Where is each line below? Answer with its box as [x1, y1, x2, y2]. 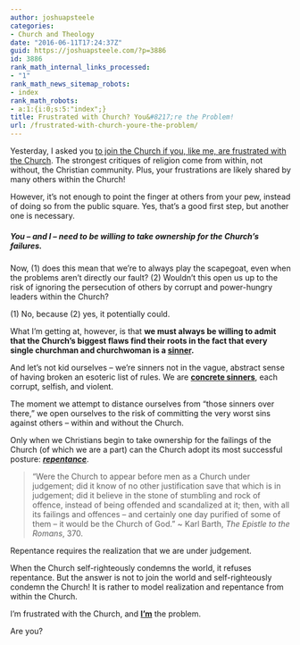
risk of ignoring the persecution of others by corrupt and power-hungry [10, 281, 273, 292]
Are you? [10, 625, 44, 636]
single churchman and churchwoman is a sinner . [10, 345, 195, 356]
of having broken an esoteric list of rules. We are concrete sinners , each [10, 372, 278, 382]
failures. [10, 240, 43, 251]
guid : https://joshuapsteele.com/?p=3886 [10, 46, 167, 55]
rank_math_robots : [10, 96, 79, 105]
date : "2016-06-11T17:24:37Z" [10, 38, 123, 47]
